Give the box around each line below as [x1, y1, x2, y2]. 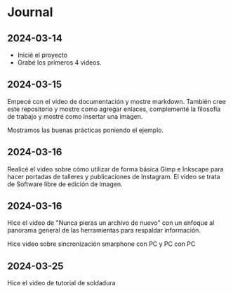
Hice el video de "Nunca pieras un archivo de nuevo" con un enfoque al [7, 219, 215, 227]
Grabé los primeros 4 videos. [17, 58, 102, 67]
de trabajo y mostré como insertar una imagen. [7, 112, 143, 120]
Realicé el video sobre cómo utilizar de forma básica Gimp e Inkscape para [7, 164, 224, 173]
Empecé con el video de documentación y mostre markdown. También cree [7, 97, 226, 105]
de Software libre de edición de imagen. [7, 180, 123, 188]
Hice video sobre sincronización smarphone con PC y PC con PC [7, 240, 196, 248]
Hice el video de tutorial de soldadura [7, 279, 116, 287]
